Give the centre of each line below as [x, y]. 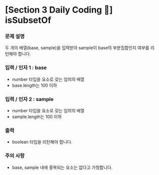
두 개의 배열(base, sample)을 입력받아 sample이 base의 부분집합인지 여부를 [77, 48]
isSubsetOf [28, 20]
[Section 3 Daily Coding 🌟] [59, 10]
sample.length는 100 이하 [37, 117]
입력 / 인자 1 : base [26, 68]
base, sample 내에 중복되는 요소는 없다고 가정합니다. [62, 167]
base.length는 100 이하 [34, 85]
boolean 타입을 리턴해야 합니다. [42, 142]
